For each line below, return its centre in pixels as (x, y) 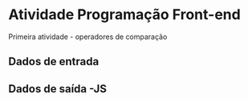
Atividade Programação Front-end (124, 15)
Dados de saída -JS (57, 89)
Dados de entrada (54, 62)
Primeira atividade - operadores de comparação (88, 37)
